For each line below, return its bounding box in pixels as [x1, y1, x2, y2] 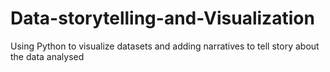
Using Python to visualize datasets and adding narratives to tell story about [10, 40, 320, 52]
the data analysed [10, 50, 85, 62]
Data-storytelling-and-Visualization [10, 7, 315, 30]
